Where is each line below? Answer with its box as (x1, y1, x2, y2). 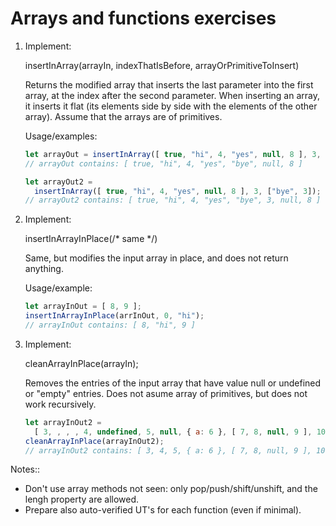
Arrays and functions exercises (10, 7, 277, 30)
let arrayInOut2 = (24, 417, 102, 427)
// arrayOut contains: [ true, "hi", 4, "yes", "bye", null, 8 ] (24, 158, 303, 169)
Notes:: (10, 463, 41, 476)
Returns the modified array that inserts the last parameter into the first (24, 78, 314, 91)
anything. (24, 263, 64, 275)
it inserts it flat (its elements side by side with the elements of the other (24, 100, 318, 112)
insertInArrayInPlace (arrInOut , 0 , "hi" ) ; (24, 311, 205, 321)
